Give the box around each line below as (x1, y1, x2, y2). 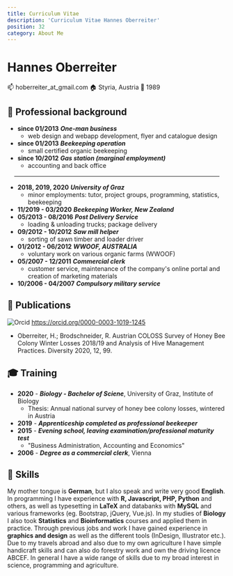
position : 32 (7, 23, 45, 30)
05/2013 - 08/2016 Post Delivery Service (17, 213, 139, 221)
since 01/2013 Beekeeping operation (17, 139, 126, 147)
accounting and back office (27, 162, 106, 169)
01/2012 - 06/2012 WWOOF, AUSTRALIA (17, 242, 138, 251)
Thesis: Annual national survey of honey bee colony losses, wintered (27, 404, 225, 412)
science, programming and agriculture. (7, 561, 119, 570)
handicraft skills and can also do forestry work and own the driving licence (7, 546, 221, 554)
